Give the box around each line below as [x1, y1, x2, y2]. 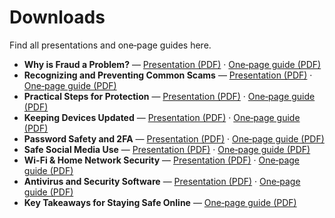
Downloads [9, 6, 106, 29]
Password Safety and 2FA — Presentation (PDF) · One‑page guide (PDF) [23, 132, 325, 145]
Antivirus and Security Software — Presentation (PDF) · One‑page [23, 175, 301, 187]
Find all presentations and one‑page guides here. [9, 39, 212, 51]
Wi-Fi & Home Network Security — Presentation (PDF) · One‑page [23, 154, 300, 166]
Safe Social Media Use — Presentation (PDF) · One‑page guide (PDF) [23, 143, 311, 155]
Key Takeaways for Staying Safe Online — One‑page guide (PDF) [23, 196, 297, 208]
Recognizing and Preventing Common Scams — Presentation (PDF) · [23, 69, 313, 81]
